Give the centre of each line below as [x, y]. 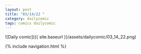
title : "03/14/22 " [25, 14]
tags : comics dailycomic [30, 23]
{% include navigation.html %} [36, 46]
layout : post [18, 9]
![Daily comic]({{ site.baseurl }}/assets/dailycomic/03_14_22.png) [71, 37]
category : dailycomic [27, 18]
